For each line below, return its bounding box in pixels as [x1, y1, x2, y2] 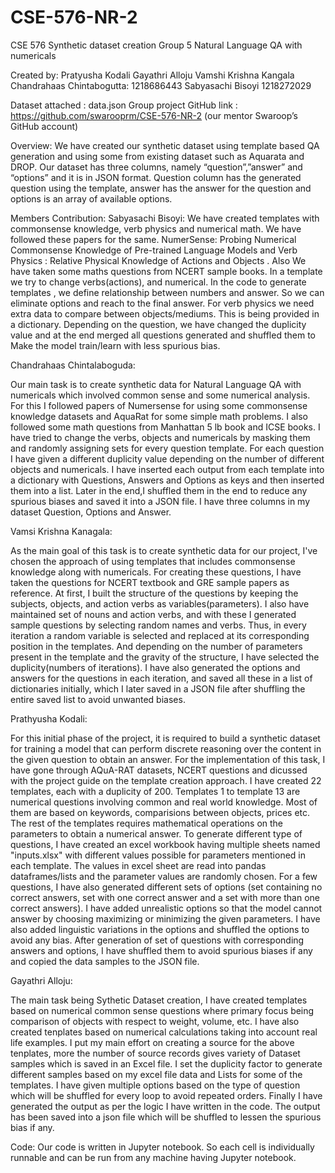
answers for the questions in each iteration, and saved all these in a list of [10, 672, 313, 684]
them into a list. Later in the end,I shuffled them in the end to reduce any [10, 484, 308, 496]
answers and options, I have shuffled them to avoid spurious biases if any [10, 944, 313, 956]
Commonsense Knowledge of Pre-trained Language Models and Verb [10, 244, 298, 256]
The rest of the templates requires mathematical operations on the [10, 817, 284, 829]
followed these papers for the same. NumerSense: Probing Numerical [10, 233, 297, 245]
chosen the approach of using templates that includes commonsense [10, 555, 296, 567]
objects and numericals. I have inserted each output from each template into [10, 463, 325, 475]
